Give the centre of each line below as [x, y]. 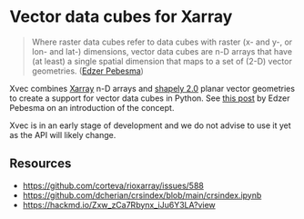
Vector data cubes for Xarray [121, 17]
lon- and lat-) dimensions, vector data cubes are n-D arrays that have [162, 51]
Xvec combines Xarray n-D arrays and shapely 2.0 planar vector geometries [152, 88]
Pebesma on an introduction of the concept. [92, 107]
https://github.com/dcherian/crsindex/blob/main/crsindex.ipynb [142, 195]
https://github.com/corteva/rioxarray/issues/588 [113, 185]
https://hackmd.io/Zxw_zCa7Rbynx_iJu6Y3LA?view [119, 204]
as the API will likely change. [63, 134]
